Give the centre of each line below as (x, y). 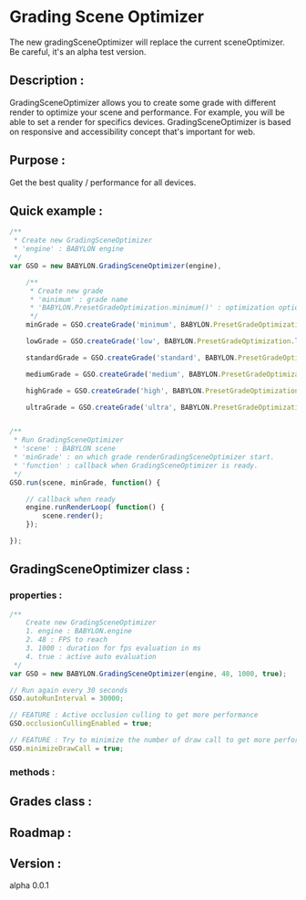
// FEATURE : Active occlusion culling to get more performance (134, 715)
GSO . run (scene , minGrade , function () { (85, 482)
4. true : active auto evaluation (91, 656)
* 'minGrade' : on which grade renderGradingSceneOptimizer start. (144, 457)
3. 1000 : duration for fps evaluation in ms (114, 649)
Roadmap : (41, 832)
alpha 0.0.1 (30, 885)
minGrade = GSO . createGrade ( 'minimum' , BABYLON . (120, 325)
